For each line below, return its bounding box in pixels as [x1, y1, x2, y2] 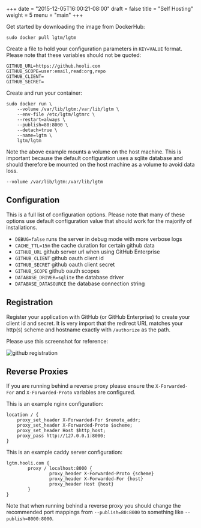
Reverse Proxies [6, 367, 68, 377]
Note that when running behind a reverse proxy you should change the [6, 502, 181, 509]
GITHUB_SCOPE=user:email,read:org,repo [6, 68, 106, 74]
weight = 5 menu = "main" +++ [6, 11, 83, 19]
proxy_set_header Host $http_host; [17, 428, 106, 434]
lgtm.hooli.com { [6, 460, 50, 466]
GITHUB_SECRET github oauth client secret [14, 261, 115, 268]
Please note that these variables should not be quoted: [6, 52, 142, 59]
